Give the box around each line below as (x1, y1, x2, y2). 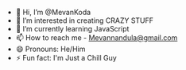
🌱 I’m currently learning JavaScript (15, 24, 130, 33)
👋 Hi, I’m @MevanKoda (15, 8, 91, 17)
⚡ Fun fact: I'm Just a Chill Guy (15, 53, 117, 62)
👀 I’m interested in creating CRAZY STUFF (15, 16, 153, 25)
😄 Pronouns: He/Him (15, 44, 86, 53)
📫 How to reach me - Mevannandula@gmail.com (15, 33, 178, 42)
